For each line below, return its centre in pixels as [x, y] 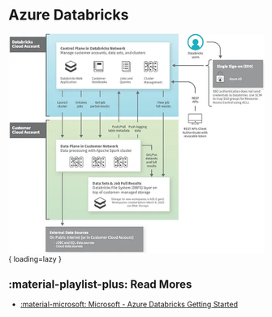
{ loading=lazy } [35, 259]
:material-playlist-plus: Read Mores [100, 285]
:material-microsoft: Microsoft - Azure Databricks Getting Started [129, 304]
